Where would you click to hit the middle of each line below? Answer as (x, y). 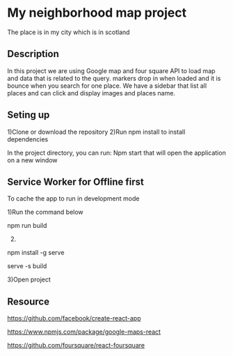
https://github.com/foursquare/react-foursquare (76, 346)
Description (33, 54)
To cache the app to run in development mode (73, 199)
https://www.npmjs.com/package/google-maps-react (84, 332)
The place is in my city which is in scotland (69, 32)
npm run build (27, 226)
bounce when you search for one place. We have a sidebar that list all (107, 86)
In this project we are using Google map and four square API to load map (111, 70)
